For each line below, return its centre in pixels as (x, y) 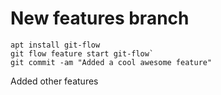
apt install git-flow (55, 45)
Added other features (54, 81)
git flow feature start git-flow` (82, 53)
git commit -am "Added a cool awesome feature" (111, 62)
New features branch (100, 18)
